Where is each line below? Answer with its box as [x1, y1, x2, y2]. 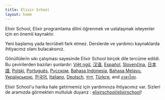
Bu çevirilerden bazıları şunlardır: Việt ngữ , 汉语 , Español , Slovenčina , [5, 61, 147, 67]
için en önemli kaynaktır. [5, 31, 55, 37]
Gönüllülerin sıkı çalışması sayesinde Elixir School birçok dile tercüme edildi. [5, 55, 160, 61]
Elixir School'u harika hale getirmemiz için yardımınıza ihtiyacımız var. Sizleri [5, 84, 161, 90]
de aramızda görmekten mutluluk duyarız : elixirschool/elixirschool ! [5, 89, 142, 95]
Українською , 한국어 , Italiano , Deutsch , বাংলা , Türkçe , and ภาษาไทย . [5, 74, 137, 80]
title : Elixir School [5, 7, 50, 12]
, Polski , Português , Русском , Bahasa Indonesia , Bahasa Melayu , [9, 68, 142, 74]
